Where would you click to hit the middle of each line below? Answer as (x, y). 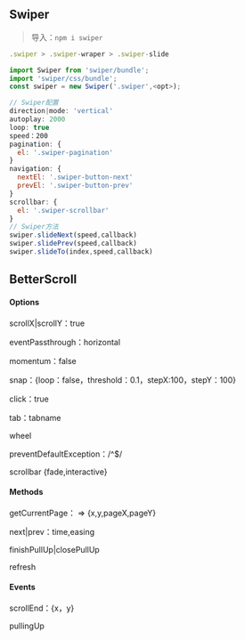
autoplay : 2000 (37, 119)
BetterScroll (43, 279)
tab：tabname (35, 417)
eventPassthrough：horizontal (65, 342)
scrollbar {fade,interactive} (58, 472)
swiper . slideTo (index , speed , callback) (81, 252)
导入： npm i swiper (67, 37)
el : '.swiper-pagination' (65, 152)
